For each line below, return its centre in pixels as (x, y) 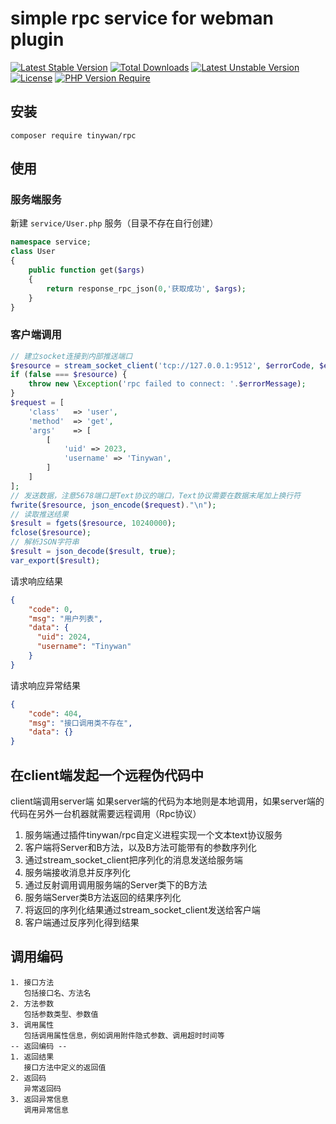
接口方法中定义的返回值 (65, 1067)
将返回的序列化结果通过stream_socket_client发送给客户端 (142, 910)
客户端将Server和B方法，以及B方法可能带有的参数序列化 (140, 848)
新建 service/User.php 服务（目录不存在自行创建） (114, 223)
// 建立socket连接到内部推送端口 (71, 356)
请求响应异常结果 (45, 685)
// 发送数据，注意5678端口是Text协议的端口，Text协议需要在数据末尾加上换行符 (156, 495)
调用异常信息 (46, 1110)
